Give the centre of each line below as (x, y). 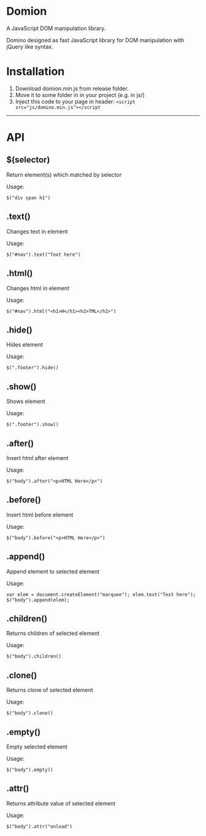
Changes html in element (38, 288)
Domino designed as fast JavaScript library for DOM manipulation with (95, 40)
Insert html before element (40, 515)
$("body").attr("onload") (39, 826)
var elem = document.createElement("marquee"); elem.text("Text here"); (101, 594)
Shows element (26, 401)
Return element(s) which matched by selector (64, 174)
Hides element (25, 345)
